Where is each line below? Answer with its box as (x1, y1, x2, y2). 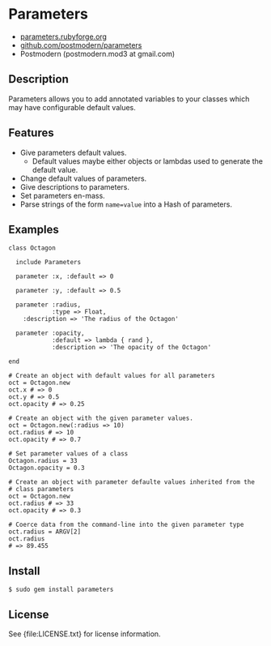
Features (8, 126, 54, 140)
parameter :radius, (15, 301, 82, 309)
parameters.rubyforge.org (19, 32, 108, 41)
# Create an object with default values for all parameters (8, 372, 216, 380)
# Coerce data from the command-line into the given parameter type (8, 520, 244, 529)
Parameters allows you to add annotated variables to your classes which (8, 94, 250, 104)
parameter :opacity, (15, 329, 85, 337)
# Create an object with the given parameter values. (8, 414, 194, 422)
